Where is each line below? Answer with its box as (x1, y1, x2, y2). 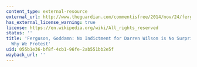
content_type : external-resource (6, 8, 88, 15)
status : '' (6, 30, 33, 36)
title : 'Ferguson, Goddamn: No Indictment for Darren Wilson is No (6, 36, 175, 41)
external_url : (6, 14, 41, 20)
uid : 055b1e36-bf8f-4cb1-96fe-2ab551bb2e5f (6, 47, 114, 52)
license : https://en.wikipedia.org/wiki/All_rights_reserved (6, 24, 159, 31)
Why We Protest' (11, 41, 51, 47)
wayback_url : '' (6, 52, 46, 58)
